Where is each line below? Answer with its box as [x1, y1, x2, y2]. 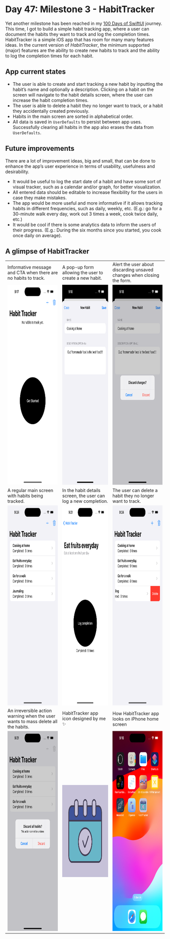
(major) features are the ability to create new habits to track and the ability [5, 47, 160, 53]
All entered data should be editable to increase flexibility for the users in [12, 189, 163, 195]
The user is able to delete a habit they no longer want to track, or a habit [12, 103, 163, 109]
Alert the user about [112, 262, 154, 268]
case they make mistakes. [12, 195, 67, 201]
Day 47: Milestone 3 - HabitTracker [5, 4, 155, 15]
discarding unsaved [112, 267, 153, 273]
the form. [112, 278, 132, 284]
